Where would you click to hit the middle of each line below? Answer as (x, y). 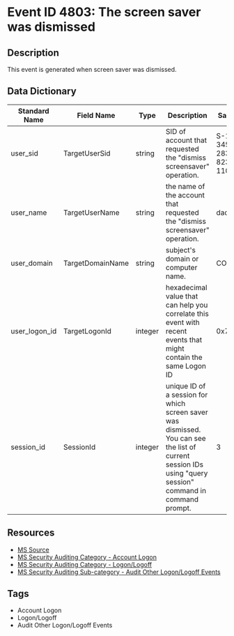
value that (182, 296)
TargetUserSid (87, 153)
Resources (31, 533)
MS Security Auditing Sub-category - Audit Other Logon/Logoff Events (119, 572)
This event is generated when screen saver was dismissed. (92, 69)
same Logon (186, 365)
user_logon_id (34, 331)
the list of (181, 447)
